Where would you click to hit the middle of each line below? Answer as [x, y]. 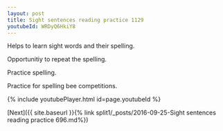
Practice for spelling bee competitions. [62, 86]
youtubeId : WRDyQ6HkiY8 [42, 26]
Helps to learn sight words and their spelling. [71, 46]
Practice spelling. [32, 72]
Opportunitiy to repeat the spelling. [57, 59]
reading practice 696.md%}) [48, 120]
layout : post [26, 13]
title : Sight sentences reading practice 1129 [75, 20]
